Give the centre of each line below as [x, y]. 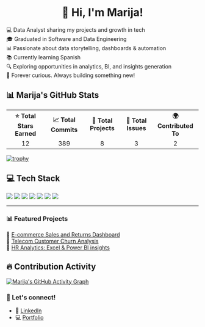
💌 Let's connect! [31, 297]
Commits [64, 130]
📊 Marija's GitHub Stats [53, 95]
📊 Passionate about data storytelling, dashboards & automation [86, 48]
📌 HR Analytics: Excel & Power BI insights [58, 248]
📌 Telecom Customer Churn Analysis [52, 241]
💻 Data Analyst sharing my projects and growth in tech [76, 29]
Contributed [175, 126]
